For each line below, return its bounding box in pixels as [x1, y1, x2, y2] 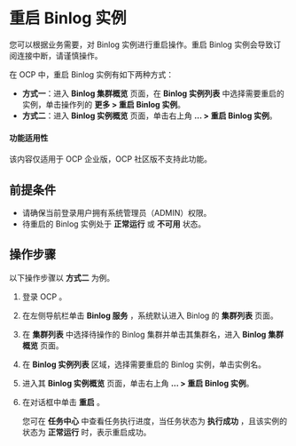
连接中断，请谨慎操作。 [16, 50, 103, 60]
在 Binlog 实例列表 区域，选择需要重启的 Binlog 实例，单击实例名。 [21, 359, 267, 370]
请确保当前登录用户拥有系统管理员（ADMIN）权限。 [21, 207, 212, 218]
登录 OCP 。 [21, 291, 67, 302]
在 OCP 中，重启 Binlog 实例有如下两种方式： [9, 68, 175, 80]
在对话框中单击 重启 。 [21, 396, 105, 407]
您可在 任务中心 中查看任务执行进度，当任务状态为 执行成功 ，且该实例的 [21, 415, 288, 426]
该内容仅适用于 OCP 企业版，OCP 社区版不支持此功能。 [9, 154, 213, 164]
